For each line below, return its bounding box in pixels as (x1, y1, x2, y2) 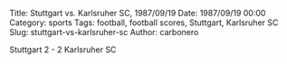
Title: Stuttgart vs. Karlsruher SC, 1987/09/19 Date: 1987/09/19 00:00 (9, 8, 266, 18)
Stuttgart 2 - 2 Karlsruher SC (9, 44, 117, 55)
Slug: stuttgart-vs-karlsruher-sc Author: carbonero (9, 27, 199, 37)
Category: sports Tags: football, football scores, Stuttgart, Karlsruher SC (9, 17, 279, 28)
